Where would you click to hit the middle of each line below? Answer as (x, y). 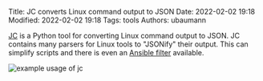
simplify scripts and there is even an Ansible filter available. (106, 53)
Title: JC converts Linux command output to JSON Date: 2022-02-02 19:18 (132, 12)
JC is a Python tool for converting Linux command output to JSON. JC (124, 36)
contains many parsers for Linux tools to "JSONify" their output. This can (128, 44)
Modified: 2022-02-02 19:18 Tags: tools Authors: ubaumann (107, 20)
